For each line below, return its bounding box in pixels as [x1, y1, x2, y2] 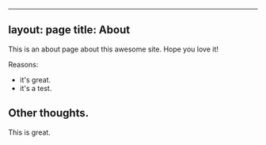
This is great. [8, 128, 51, 137]
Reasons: [8, 59, 39, 69]
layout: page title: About [8, 23, 131, 36]
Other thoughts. [8, 106, 89, 120]
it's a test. [19, 83, 52, 93]
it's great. [19, 74, 51, 84]
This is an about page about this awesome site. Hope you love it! [8, 44, 219, 54]
